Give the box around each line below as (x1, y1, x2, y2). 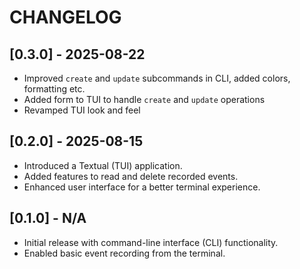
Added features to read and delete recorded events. (23, 170, 239, 182)
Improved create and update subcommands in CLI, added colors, (23, 72, 291, 84)
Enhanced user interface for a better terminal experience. (23, 181, 261, 193)
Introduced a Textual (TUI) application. (23, 159, 183, 171)
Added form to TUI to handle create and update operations (23, 94, 266, 105)
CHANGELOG (9, 6, 122, 29)
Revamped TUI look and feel (23, 104, 141, 116)
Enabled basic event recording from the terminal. (23, 247, 226, 259)
